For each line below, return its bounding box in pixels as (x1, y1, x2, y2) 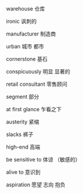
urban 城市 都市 (6, 43, 44, 50)
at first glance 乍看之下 (6, 106, 62, 112)
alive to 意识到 (6, 169, 41, 176)
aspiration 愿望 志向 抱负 (6, 181, 66, 188)
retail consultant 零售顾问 (6, 80, 68, 88)
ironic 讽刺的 (6, 18, 37, 25)
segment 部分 (6, 93, 39, 100)
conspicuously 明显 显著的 (6, 68, 71, 75)
